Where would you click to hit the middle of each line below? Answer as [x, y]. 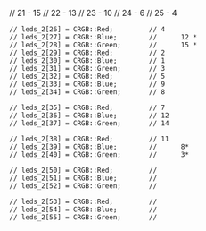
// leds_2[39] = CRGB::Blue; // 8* [99, 147]
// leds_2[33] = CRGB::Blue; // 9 [87, 84]
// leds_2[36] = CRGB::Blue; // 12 [89, 115]
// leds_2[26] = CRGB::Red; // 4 [87, 30]
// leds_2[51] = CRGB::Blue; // [83, 178]
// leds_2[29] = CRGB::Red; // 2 [87, 53]
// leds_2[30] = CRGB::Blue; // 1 [87, 61]
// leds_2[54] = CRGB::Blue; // [83, 210]
